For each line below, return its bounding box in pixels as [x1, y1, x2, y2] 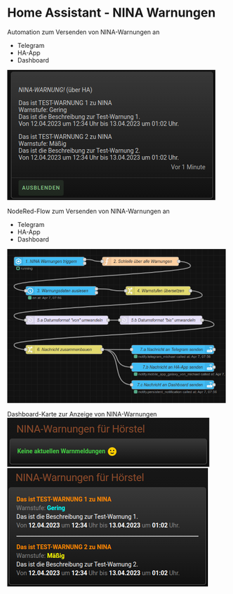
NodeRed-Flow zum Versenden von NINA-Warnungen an [7, 207, 170, 215]
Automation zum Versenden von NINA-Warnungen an [7, 28, 160, 36]
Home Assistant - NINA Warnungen [7, 5, 216, 21]
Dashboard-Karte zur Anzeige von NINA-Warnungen [7, 410, 157, 418]
